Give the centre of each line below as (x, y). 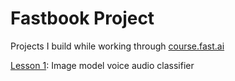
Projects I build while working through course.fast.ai (117, 46)
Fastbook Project (82, 18)
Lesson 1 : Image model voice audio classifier (102, 65)
